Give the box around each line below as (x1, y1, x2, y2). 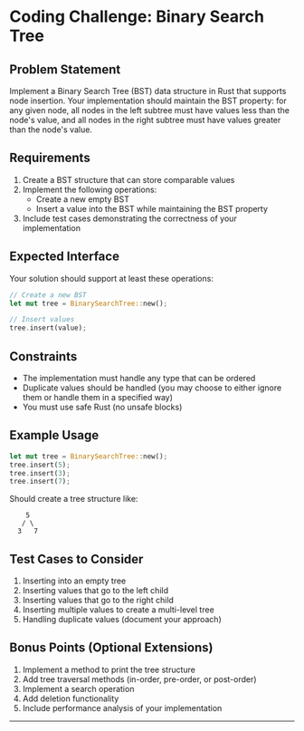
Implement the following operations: (22, 184, 157, 195)
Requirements (9, 150, 90, 166)
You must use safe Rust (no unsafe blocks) (22, 401, 183, 412)
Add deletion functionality (22, 693, 119, 704)
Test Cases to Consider (9, 551, 144, 567)
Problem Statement (9, 62, 121, 77)
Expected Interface (9, 249, 120, 265)
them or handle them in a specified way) (22, 391, 174, 402)
